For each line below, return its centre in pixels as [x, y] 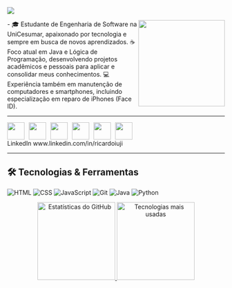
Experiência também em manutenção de [65, 84]
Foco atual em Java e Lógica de [52, 52]
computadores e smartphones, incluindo [65, 92]
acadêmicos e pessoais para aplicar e [61, 66]
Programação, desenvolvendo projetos [62, 59]
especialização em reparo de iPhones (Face [70, 99]
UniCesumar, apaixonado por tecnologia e [67, 34]
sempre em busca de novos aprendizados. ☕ [71, 42]
